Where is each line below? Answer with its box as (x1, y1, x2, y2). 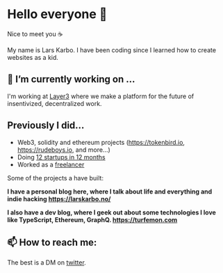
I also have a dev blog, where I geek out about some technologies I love (7, 208, 217, 217)
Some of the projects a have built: (7, 173, 104, 182)
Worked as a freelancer (17, 160, 85, 169)
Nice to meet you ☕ (7, 29, 64, 38)
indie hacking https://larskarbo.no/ (7, 194, 111, 203)
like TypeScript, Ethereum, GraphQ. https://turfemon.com (7, 215, 178, 224)
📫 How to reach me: (7, 236, 97, 248)
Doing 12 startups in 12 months (17, 153, 106, 161)
